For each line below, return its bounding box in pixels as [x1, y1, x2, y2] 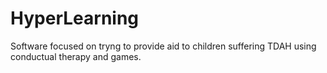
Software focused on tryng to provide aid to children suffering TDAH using [10, 40, 317, 52]
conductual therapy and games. [10, 50, 142, 62]
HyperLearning [10, 7, 140, 30]
